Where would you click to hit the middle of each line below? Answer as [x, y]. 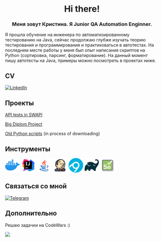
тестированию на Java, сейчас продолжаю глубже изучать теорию [75, 40]
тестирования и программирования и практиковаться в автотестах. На [80, 45]
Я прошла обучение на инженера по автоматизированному [67, 35]
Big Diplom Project [24, 124]
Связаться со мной [36, 186]
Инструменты [28, 149]
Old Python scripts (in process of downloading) [52, 134]
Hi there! [82, 9]
